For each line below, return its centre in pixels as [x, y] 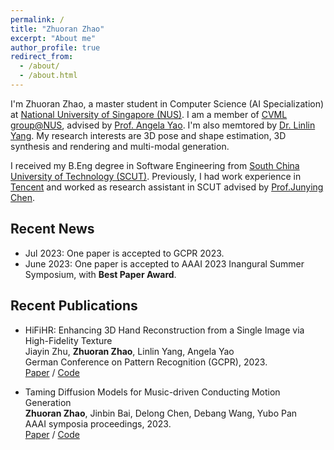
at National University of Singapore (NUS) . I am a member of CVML [149, 114]
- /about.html [48, 76]
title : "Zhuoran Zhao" [57, 29]
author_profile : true [55, 47]
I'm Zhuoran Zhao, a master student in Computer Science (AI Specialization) [167, 103]
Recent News [52, 229]
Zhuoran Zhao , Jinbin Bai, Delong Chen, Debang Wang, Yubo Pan [161, 413]
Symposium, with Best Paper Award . [100, 274]
